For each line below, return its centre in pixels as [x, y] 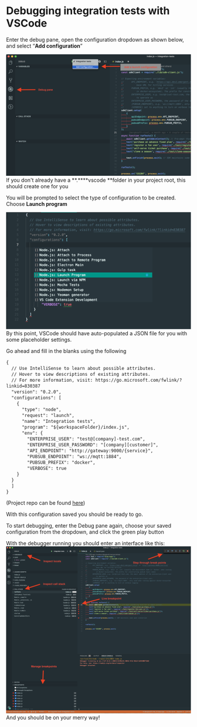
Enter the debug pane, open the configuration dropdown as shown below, [95, 39]
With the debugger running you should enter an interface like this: [86, 543]
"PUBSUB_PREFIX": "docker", [61, 463]
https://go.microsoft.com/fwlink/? [139, 381]
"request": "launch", [48, 416]
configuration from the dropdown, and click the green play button [85, 532]
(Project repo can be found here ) [46, 503]
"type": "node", [41, 410]
